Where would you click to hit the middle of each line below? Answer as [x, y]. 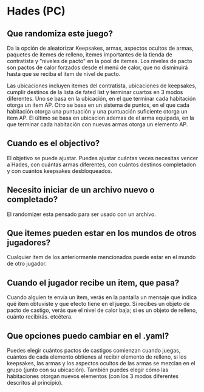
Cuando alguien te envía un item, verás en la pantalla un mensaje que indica [102, 297]
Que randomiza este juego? [60, 34]
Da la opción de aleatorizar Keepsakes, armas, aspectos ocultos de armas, [100, 48]
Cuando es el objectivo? [53, 144]
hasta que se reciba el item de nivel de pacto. [64, 74]
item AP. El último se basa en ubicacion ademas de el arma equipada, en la [100, 118]
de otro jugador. [27, 264]
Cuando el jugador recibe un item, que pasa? [93, 282]
